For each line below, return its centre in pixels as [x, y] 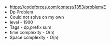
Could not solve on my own [37, 17]
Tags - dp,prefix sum [30, 27]
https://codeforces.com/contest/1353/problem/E [58, 7]
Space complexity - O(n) [34, 37]
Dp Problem [21, 12]
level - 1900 [21, 22]
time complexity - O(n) [32, 32]
